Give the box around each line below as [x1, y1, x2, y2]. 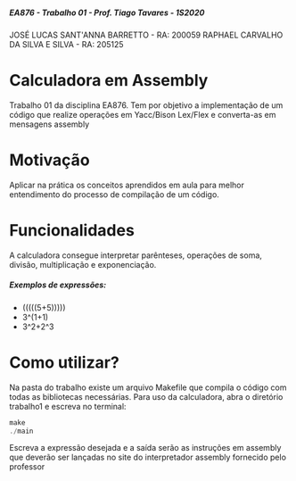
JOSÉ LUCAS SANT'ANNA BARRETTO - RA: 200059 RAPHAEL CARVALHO [9, 29, 284, 40]
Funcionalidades [9, 220, 136, 241]
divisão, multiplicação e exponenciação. [9, 259, 157, 270]
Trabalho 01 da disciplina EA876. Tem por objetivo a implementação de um [9, 99, 284, 111]
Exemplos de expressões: [9, 279, 107, 290]
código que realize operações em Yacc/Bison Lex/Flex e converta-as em [9, 109, 276, 120]
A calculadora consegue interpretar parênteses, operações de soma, [9, 250, 263, 261]
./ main [9, 427, 34, 435]
